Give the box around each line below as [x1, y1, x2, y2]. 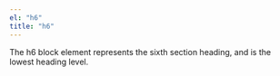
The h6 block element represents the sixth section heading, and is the [9, 46, 271, 57]
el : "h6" [9, 13, 43, 23]
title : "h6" [9, 22, 55, 31]
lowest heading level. [9, 56, 89, 67]
